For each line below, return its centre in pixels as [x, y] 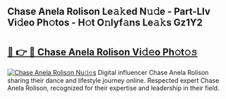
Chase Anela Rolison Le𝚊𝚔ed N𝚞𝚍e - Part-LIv [109, 12]
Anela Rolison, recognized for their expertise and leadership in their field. [114, 88]
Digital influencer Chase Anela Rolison [153, 72]
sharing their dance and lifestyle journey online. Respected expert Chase [113, 80]
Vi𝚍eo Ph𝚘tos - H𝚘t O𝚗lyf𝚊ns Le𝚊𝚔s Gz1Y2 [105, 23]
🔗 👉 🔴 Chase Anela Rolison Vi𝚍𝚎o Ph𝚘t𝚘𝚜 [102, 52]
